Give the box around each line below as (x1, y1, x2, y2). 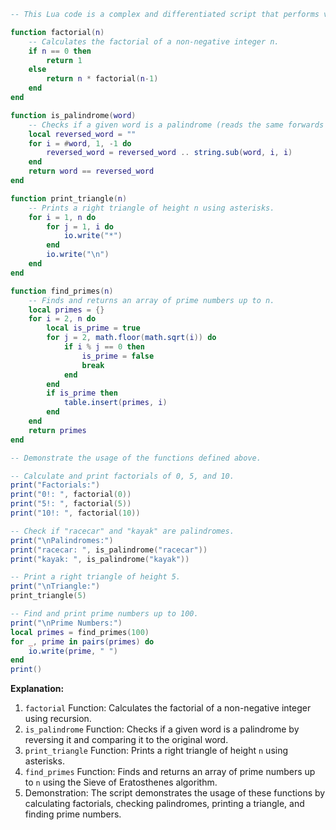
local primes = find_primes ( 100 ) (10, 627, 150, 637)
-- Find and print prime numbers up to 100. (10, 609, 199, 619)
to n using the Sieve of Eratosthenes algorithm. (24, 776, 218, 789)
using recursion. (24, 713, 92, 725)
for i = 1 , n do (28, 212, 97, 222)
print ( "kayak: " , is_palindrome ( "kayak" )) (10, 554, 190, 564)
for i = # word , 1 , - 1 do (28, 138, 132, 149)
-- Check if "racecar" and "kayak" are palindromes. (10, 526, 235, 536)
